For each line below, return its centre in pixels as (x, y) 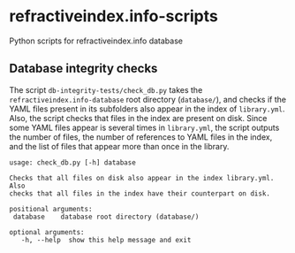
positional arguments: (51, 209)
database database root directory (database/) (106, 217)
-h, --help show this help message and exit (106, 240)
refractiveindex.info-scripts (113, 16)
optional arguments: (47, 232)
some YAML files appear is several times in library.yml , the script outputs (144, 127)
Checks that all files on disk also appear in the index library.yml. (142, 178)
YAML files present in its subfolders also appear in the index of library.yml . (147, 109)
